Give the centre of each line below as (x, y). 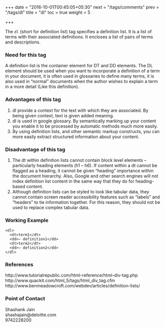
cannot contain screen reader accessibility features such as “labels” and (86, 197)
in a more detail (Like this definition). (42, 87)
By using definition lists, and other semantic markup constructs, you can (86, 131)
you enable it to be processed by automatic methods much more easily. (85, 126)
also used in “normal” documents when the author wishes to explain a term (82, 82)
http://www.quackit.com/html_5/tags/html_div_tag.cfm (60, 280)
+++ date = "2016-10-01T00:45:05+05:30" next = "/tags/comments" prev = (82, 7)
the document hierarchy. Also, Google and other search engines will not (85, 176)
